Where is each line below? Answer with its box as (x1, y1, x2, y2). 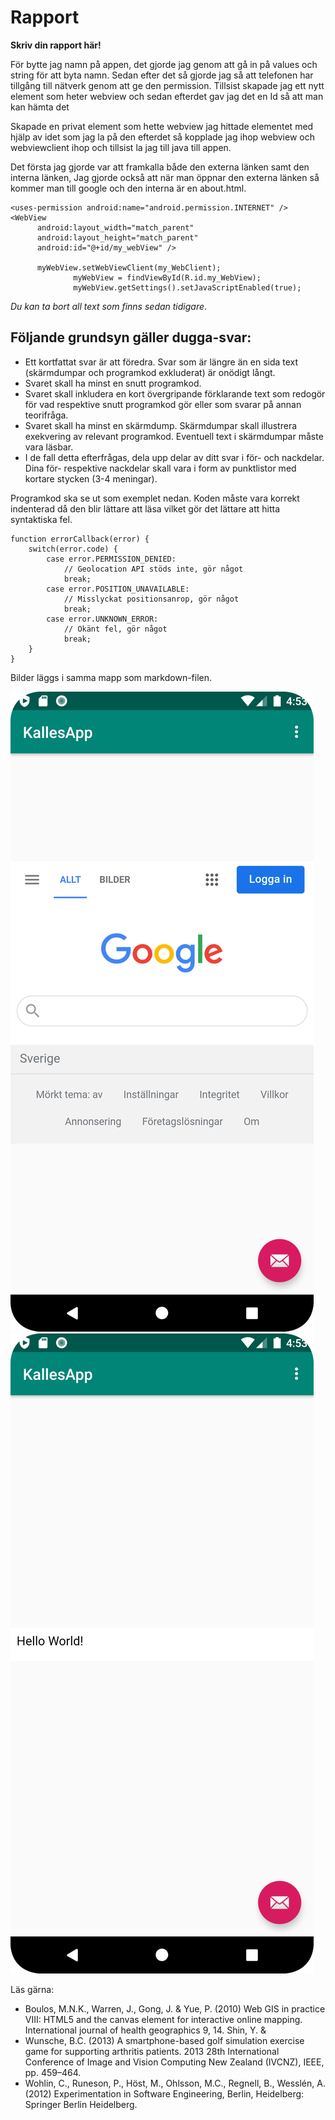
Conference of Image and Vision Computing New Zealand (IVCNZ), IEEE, (24, 2056, 325, 2068)
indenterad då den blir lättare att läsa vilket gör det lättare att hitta (10, 502, 281, 515)
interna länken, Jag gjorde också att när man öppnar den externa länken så (10, 171, 320, 183)
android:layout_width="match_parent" (36, 222, 195, 233)
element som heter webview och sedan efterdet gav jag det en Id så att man (10, 90, 324, 102)
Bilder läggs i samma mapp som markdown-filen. (10, 671, 213, 683)
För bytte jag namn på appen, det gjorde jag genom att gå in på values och (10, 58, 318, 70)
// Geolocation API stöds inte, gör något (63, 564, 244, 574)
